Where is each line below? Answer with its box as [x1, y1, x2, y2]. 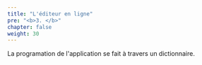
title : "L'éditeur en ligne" [7, 10, 93, 18]
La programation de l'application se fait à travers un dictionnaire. [7, 49, 196, 58]
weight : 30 [7, 30, 40, 37]
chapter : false [7, 23, 52, 30]
